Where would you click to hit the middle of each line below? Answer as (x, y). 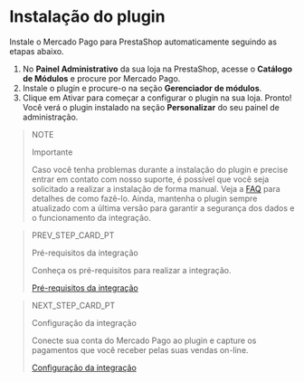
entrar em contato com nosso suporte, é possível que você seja (150, 179)
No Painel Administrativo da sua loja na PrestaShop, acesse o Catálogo (157, 69)
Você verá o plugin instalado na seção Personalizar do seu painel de (151, 107)
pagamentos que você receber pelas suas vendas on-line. (140, 349)
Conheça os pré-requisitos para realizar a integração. (132, 270)
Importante (52, 152)
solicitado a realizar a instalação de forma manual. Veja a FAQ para (156, 188)
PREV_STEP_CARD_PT (73, 235)
